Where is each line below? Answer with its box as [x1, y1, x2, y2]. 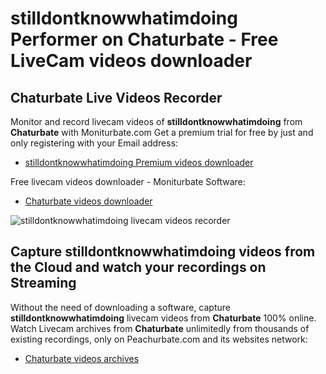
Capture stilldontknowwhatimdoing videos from [10, 243, 316, 261]
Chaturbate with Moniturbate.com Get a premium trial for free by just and [10, 127, 314, 138]
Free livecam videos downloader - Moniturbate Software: [10, 176, 246, 187]
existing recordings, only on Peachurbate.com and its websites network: [10, 333, 308, 345]
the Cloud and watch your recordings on [10, 259, 267, 276]
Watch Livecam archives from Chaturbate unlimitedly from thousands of [10, 322, 310, 334]
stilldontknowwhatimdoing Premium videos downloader [24, 157, 254, 168]
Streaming [10, 275, 77, 292]
